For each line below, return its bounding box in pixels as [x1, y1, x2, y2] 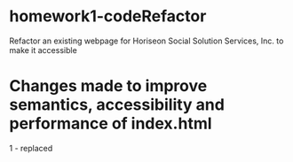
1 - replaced [9, 143, 53, 153]
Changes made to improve [9, 76, 208, 96]
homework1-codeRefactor [9, 6, 207, 27]
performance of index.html [9, 113, 212, 134]
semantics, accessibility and [9, 95, 225, 115]
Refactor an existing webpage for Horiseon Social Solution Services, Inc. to [9, 35, 284, 46]
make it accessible [9, 44, 77, 55]
